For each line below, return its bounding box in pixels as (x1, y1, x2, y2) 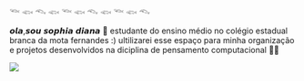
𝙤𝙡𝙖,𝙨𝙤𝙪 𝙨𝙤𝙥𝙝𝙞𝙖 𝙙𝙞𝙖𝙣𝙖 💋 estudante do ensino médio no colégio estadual (9, 25, 289, 36)
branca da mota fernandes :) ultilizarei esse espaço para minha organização (9, 35, 295, 45)
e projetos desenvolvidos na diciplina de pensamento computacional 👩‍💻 (9, 45, 280, 55)
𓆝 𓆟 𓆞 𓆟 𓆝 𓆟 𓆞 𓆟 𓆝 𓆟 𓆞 (9, 7, 151, 17)
